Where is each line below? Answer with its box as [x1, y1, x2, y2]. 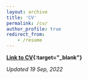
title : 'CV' [6, 15, 37, 21]
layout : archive [6, 9, 48, 15]
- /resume [17, 37, 43, 43]
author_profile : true [6, 26, 62, 32]
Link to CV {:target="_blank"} [6, 54, 82, 61]
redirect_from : [6, 32, 45, 38]
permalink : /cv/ [6, 20, 48, 26]
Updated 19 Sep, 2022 [6, 66, 63, 73]
